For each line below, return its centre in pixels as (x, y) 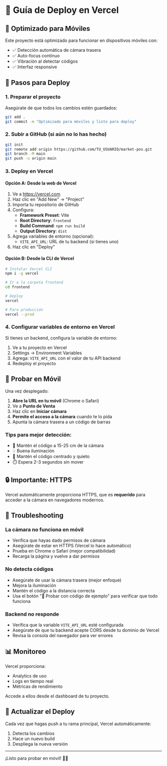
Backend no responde (32, 614)
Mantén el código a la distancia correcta (54, 590)
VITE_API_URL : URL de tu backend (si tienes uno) (69, 242)
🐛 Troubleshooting (34, 516)
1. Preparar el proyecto (33, 97)
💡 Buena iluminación (33, 451)
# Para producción (24, 310)
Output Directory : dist (43, 231)
